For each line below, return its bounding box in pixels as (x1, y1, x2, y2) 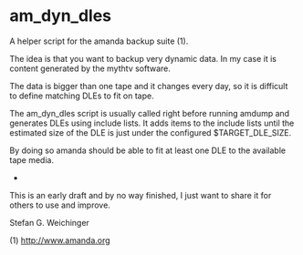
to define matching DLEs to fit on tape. (9, 90, 154, 101)
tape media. (9, 154, 55, 165)
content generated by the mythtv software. (9, 63, 172, 74)
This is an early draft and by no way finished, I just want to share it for (9, 189, 272, 200)
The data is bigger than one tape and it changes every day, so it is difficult (9, 80, 288, 91)
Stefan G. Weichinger (9, 217, 89, 228)
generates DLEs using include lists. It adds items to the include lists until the (9, 117, 295, 128)
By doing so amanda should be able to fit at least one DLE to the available (9, 145, 286, 156)
